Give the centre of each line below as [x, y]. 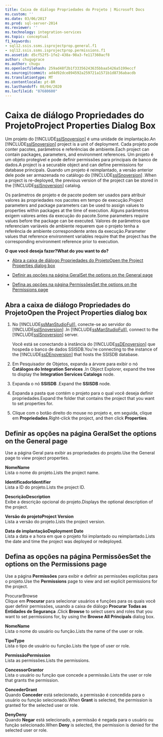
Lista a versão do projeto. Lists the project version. [55, 521]
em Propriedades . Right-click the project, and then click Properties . [80, 418]
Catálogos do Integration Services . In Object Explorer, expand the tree [83, 369]
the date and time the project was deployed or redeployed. [64, 541]
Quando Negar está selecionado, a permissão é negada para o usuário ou [79, 719]
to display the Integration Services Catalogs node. [63, 374]
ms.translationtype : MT [29, 77]
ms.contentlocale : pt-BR [30, 82]
